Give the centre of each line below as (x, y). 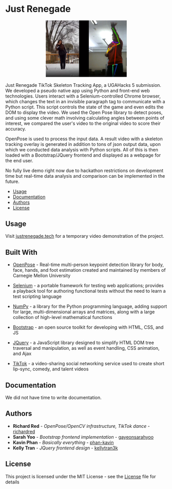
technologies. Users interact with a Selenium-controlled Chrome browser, (83, 96)
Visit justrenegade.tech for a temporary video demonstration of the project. (85, 236)
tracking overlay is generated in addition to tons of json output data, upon (83, 144)
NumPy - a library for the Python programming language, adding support (90, 307)
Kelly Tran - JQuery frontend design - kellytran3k (65, 448)
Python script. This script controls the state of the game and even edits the (84, 107)
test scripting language (37, 296)
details (12, 482)
